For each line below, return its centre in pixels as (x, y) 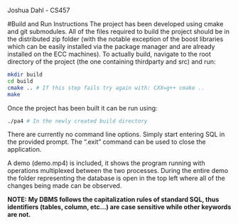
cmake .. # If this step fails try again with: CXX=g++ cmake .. (106, 88)
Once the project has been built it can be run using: (82, 108)
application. (25, 150)
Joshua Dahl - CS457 (39, 10)
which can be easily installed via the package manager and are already (111, 46)
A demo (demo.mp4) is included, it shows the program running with (106, 163)
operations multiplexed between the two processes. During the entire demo (118, 171)
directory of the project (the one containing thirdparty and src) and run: (112, 62)
